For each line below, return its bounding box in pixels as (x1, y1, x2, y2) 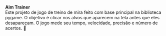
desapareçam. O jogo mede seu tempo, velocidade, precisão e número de (5, 20, 158, 26)
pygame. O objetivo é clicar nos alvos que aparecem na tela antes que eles (5, 15, 160, 20)
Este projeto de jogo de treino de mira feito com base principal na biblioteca (5, 9, 161, 15)
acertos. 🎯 (5, 25, 26, 31)
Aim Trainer (5, 4, 30, 10)
